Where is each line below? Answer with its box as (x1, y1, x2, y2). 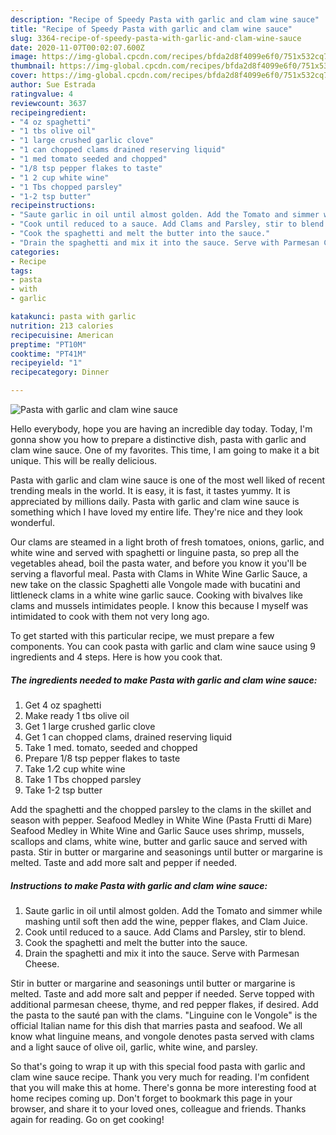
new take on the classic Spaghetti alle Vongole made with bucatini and (10, 579, 301, 590)
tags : (10, 266, 33, 276)
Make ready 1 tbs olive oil (24, 709, 130, 721)
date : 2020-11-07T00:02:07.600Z (10, 42, 145, 53)
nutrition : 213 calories (10, 321, 114, 331)
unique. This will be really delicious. (10, 455, 158, 466)
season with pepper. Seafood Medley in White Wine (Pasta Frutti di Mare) (10, 814, 313, 826)
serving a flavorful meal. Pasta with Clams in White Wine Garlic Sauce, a (10, 568, 308, 580)
